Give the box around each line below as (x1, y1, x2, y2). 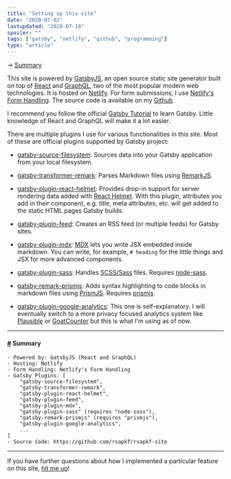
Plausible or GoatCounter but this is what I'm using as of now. (16, 317, 192, 325)
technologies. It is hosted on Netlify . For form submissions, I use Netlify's (7, 89, 214, 97)
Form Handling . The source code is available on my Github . (7, 96, 175, 104)
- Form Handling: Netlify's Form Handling (7, 366, 131, 373)
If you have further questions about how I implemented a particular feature (7, 457, 219, 465)
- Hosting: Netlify (7, 360, 63, 368)
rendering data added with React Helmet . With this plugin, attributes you (16, 192, 222, 200)
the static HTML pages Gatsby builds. (16, 207, 124, 214)
